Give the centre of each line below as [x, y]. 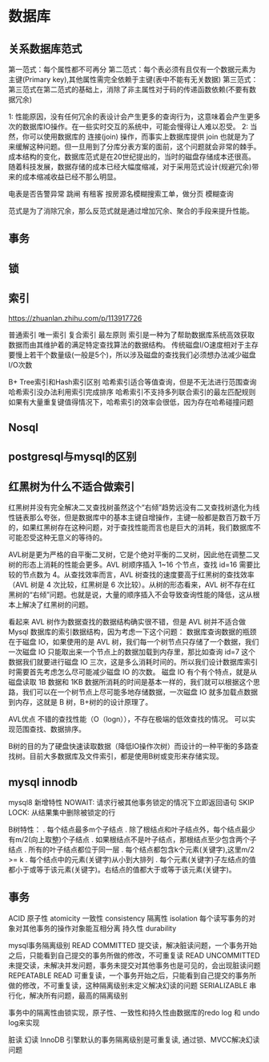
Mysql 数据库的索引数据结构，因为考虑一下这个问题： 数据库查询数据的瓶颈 [132, 632]
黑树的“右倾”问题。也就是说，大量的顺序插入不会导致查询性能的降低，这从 [131, 595]
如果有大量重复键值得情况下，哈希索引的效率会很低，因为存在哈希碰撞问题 [131, 401]
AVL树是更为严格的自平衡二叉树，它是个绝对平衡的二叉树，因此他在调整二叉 [134, 555]
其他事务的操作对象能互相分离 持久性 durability [99, 928]
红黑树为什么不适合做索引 [71, 486]
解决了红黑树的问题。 [57, 605]
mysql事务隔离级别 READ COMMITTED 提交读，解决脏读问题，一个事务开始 [133, 945]
